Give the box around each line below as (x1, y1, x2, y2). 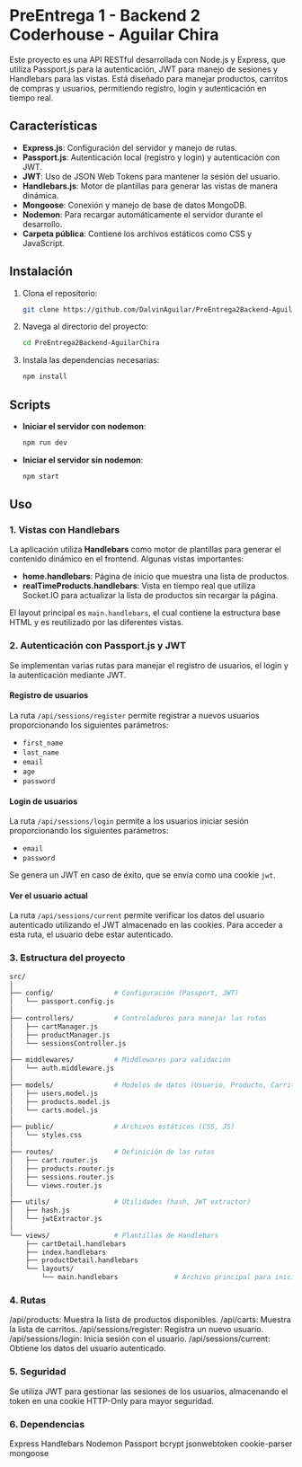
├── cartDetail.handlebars (25, 1239, 127, 1249)
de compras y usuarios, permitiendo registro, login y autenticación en (9, 83, 267, 93)
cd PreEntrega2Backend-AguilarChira (22, 339, 160, 348)
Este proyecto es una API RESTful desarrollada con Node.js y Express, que (9, 54, 286, 65)
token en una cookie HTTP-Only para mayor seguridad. (9, 1395, 214, 1406)
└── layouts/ (25, 1264, 75, 1274)
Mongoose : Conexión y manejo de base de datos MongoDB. (22, 199, 247, 210)
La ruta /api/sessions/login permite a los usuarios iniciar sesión (9, 816, 249, 826)
